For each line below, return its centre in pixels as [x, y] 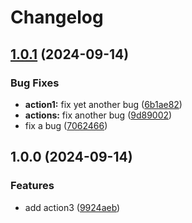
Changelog [57, 17]
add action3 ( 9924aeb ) [72, 207]
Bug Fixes [35, 83]
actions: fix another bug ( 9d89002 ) [98, 115]
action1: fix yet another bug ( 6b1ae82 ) [103, 104]
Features [32, 186]
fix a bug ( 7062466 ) [66, 125]
